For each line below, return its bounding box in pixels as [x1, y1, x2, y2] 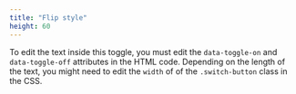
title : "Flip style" [9, 13, 88, 23]
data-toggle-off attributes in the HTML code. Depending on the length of [9, 56, 285, 67]
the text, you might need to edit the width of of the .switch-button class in [9, 65, 288, 77]
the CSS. [9, 75, 43, 86]
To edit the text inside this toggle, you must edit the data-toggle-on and [9, 46, 278, 57]
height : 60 [9, 22, 51, 31]
